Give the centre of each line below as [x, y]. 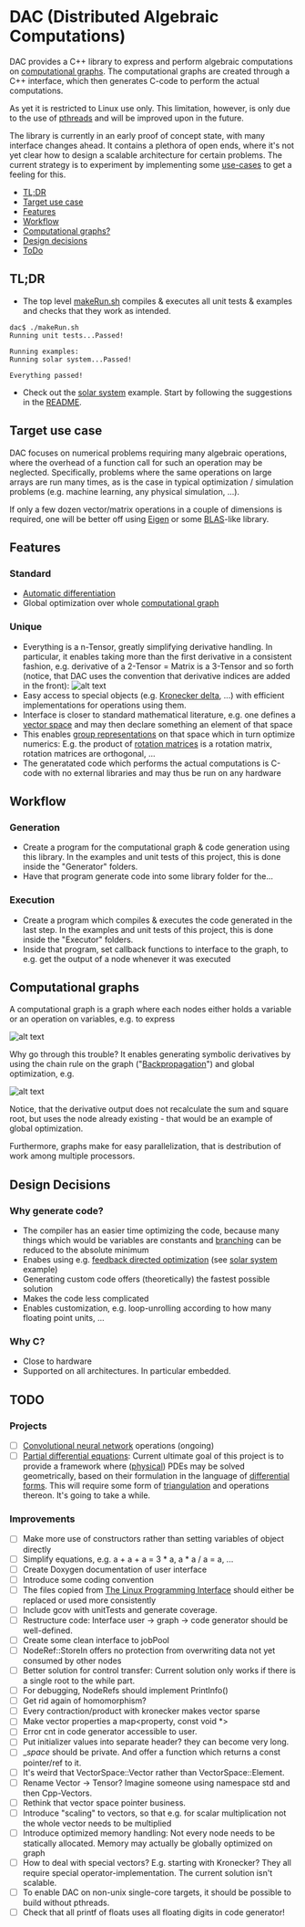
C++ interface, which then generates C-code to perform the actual [134, 80]
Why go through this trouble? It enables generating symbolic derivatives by [150, 1054]
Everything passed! [46, 375]
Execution [32, 900]
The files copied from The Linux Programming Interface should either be [158, 1589]
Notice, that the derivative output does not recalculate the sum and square [149, 1109]
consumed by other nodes [72, 1660]
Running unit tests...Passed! [67, 335]
